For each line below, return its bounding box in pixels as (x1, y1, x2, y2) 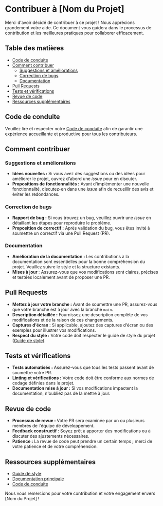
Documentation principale (12, 476, 64, 482)
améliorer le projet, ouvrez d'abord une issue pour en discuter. (12, 176, 138, 182)
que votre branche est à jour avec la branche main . (12, 306, 113, 312)
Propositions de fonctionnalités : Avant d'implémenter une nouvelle (12, 181, 149, 187)
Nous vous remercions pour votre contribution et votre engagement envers (5, 490, 156, 496)
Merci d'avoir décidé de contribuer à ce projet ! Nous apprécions (5, 20, 135, 25)
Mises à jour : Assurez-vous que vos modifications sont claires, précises (12, 269, 158, 275)
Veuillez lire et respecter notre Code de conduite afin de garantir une (5, 125, 143, 131)
